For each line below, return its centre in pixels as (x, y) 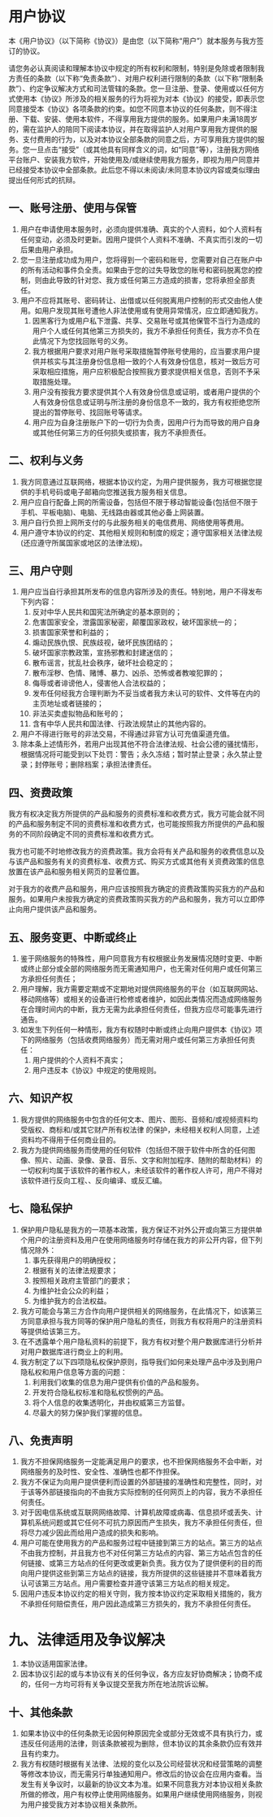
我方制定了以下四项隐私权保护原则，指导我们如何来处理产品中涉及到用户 (141, 1362)
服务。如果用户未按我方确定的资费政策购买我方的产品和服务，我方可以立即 (133, 899)
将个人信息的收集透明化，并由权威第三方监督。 (110, 1402)
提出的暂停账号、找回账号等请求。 (89, 412)
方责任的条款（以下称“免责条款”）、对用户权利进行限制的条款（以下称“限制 (132, 78)
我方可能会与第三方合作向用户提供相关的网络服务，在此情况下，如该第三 (141, 1311)
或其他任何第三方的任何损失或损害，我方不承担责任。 (121, 433)
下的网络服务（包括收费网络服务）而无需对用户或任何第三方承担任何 (134, 1040)
